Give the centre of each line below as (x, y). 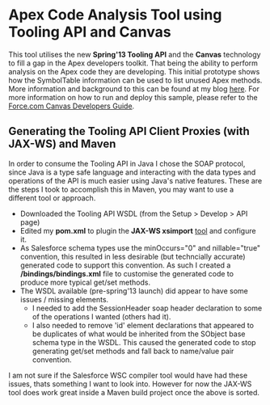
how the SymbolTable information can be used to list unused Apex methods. (135, 80)
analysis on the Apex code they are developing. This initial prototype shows (134, 71)
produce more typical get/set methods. (85, 282)
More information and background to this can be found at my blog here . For (134, 89)
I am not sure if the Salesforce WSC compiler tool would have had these (128, 375)
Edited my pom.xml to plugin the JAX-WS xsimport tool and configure (138, 230)
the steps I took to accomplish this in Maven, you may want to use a (121, 189)
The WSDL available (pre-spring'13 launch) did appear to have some (134, 291)
